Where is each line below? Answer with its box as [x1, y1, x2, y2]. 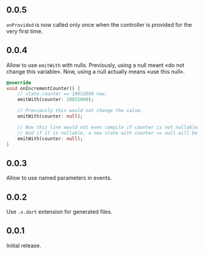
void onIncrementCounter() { [6, 85, 81, 91]
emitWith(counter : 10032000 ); [17, 97, 95, 103]
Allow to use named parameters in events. [6, 174, 112, 182]
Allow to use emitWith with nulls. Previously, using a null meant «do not [6, 61, 185, 69]
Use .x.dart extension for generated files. [6, 208, 113, 215]
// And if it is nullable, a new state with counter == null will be [17, 130, 198, 136]
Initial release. [6, 242, 41, 249]
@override [6, 79, 32, 86]
